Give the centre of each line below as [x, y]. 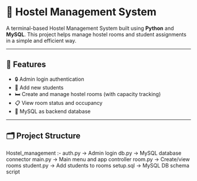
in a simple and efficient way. [41, 40]
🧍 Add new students [39, 87]
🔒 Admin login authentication [49, 79]
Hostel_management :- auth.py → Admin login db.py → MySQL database [94, 153]
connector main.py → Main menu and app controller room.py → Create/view [98, 159]
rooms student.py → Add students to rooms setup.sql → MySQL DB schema [98, 165]
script [13, 172]
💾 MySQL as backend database [52, 111]
